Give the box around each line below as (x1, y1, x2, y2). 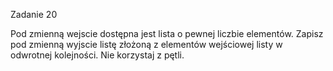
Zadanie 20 (10, 9, 58, 20)
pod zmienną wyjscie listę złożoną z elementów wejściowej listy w (10, 39, 283, 50)
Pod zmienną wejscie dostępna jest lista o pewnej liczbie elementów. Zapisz (10, 28, 324, 39)
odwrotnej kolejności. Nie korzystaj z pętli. (10, 49, 185, 61)
